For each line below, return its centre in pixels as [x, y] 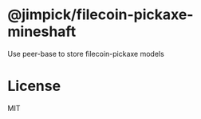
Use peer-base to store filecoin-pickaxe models [86, 54]
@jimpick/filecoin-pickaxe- [100, 15]
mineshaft [42, 32]
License [34, 86]
